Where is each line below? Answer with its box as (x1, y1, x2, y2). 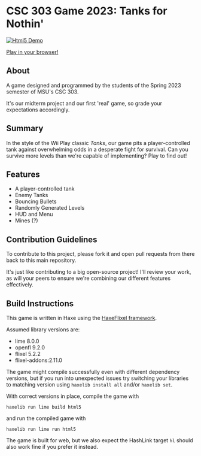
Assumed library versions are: (6, 326, 80, 333)
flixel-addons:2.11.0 (14, 357, 63, 364)
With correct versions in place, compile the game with (6, 392, 139, 400)
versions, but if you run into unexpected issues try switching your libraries (6, 375, 189, 382)
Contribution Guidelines (6, 234, 98, 244)
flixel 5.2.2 (14, 351, 41, 357)
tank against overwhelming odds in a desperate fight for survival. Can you (6, 146, 188, 153)
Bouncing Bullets (14, 198, 57, 205)
